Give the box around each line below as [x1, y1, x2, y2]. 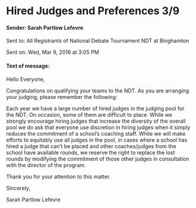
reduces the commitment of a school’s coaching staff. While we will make [6, 130, 186, 137]
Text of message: [6, 62, 50, 69]
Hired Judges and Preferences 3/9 [6, 4, 180, 18]
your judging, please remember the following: [6, 93, 118, 100]
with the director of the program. [6, 161, 86, 168]
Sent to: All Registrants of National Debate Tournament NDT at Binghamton [6, 37, 189, 44]
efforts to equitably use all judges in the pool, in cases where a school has [6, 136, 188, 143]
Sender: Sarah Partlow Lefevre [6, 24, 84, 31]
